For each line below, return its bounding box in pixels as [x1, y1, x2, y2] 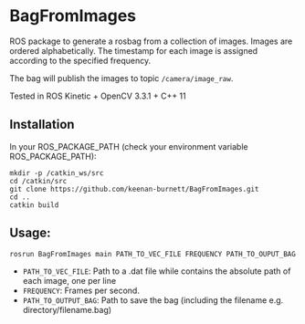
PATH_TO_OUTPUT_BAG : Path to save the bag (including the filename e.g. [22, 294, 284, 306]
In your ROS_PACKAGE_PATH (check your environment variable [9, 141, 248, 152]
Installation [9, 117, 75, 132]
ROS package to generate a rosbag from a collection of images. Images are [9, 36, 293, 47]
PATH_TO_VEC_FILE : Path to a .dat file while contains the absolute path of [22, 266, 291, 277]
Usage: [9, 225, 52, 241]
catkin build [9, 200, 59, 210]
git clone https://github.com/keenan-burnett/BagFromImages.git [9, 184, 259, 193]
